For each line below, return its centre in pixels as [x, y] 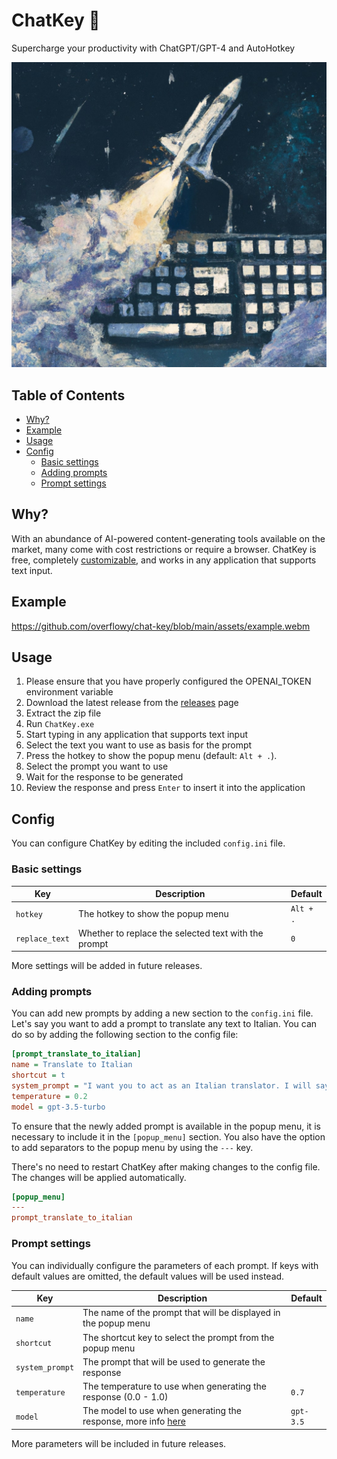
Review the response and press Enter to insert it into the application [165, 788]
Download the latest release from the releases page [132, 703]
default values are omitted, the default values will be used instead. [148, 1276]
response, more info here [134, 1421]
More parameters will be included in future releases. [119, 1443]
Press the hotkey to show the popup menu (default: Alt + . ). [151, 756]
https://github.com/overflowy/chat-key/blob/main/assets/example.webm [161, 626]
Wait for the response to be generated [104, 777]
